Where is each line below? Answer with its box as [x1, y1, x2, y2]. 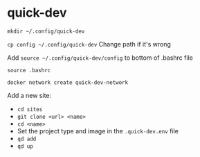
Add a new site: [7, 91, 52, 99]
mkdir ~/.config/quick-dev [7, 28, 85, 35]
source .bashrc [7, 67, 51, 74]
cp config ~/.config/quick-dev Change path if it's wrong [7, 40, 171, 48]
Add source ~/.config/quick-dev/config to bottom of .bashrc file [7, 53, 194, 62]
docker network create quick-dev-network [7, 78, 129, 86]
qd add [17, 135, 37, 142]
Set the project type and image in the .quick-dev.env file [17, 126, 179, 135]
